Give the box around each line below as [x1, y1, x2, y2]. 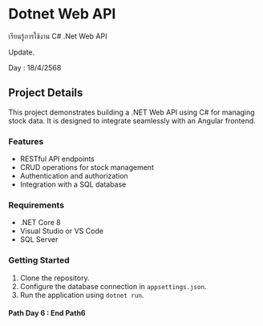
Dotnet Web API [8, 5, 116, 23]
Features [8, 135, 44, 147]
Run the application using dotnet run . [19, 290, 144, 300]
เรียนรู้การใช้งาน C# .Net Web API [8, 31, 107, 41]
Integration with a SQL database [19, 179, 127, 189]
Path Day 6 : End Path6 [8, 308, 86, 318]
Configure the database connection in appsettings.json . [19, 281, 207, 291]
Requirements [8, 199, 65, 211]
